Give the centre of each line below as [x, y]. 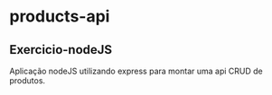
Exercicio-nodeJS [61, 50]
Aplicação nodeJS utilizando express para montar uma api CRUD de [136, 71]
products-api [60, 17]
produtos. [28, 81]
